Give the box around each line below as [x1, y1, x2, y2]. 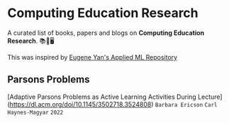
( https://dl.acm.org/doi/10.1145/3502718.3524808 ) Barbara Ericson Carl [7, 100, 218, 108]
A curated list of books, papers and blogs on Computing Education [7, 28, 204, 37]
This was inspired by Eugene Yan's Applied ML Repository [7, 53, 178, 61]
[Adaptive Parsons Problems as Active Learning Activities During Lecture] [7, 92, 223, 101]
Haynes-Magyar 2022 [7, 109, 64, 116]
